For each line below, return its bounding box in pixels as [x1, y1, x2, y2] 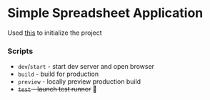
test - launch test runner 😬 [17, 85, 97, 94]
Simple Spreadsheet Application [7, 5, 204, 21]
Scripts [7, 46, 34, 56]
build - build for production [17, 70, 99, 79]
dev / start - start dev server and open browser [17, 62, 155, 71]
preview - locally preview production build [17, 77, 141, 86]
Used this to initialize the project [7, 28, 102, 37]
